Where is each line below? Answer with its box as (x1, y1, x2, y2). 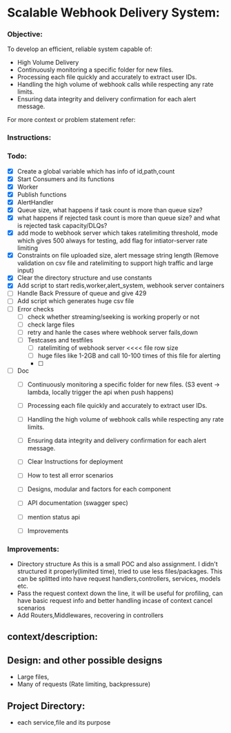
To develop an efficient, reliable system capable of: (7, 45, 153, 53)
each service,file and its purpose (17, 718, 111, 726)
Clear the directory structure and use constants (17, 273, 152, 282)
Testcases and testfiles (27, 335, 93, 344)
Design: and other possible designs (7, 654, 163, 666)
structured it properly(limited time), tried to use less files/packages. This (17, 567, 223, 575)
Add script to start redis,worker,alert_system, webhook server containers (17, 281, 225, 290)
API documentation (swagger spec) (27, 499, 129, 507)
